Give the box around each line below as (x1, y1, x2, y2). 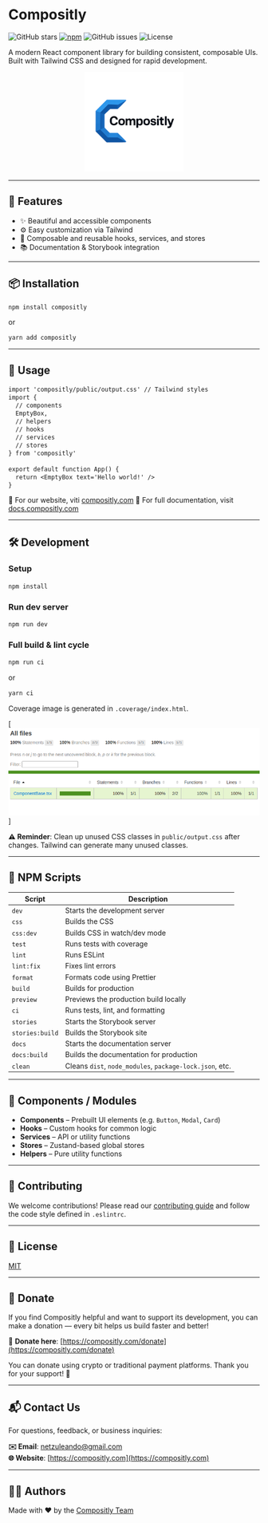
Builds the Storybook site (65, 1028, 148, 1037)
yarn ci (8, 689, 34, 697)
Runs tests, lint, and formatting (65, 1005, 165, 1015)
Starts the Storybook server (65, 1016, 156, 1026)
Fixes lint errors (65, 961, 116, 971)
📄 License (8, 1240, 58, 1253)
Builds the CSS (65, 917, 114, 926)
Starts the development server (65, 906, 165, 915)
